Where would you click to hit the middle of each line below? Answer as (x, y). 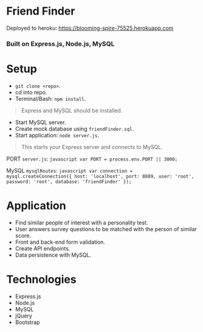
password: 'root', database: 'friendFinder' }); (69, 182)
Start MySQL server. (40, 122)
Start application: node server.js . (57, 135)
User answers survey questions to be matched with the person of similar (106, 229)
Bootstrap (27, 322)
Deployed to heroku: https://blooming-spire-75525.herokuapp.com (90, 28)
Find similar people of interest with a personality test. (81, 223)
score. (23, 235)
